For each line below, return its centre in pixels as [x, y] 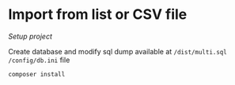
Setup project [30, 36]
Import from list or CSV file [98, 15]
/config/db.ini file [39, 60]
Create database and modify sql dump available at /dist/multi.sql [117, 51]
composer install [37, 74]
